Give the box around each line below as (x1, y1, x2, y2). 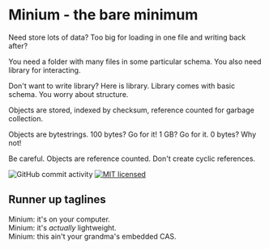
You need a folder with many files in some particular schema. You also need (8, 57, 262, 66)
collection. (8, 113, 44, 123)
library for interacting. (8, 65, 81, 74)
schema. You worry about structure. (8, 89, 129, 99)
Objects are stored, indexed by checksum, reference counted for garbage (8, 105, 255, 115)
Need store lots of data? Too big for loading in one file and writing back (8, 32, 246, 42)
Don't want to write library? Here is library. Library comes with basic (8, 81, 236, 91)
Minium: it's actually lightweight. (8, 222, 117, 232)
